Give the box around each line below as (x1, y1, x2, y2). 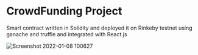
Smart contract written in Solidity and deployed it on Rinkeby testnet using (6, 24, 193, 31)
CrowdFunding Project (6, 4, 122, 18)
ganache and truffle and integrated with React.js (6, 30, 127, 37)
